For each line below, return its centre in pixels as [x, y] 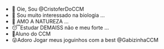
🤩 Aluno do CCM [31, 34]
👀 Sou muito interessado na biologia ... [58, 15]
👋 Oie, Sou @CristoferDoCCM [48, 9]
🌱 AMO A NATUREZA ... [40, 21]
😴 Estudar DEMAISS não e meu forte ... [60, 27]
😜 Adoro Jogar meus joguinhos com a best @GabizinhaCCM [85, 40]
